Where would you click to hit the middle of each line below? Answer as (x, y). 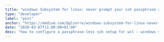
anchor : (13, 23)
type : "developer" (24, 14)
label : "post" (20, 18)
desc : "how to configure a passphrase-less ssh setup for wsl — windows (81, 32)
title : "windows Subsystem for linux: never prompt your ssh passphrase (81, 9)
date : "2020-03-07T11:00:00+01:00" (41, 28)
